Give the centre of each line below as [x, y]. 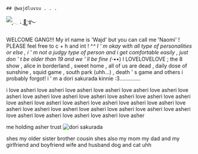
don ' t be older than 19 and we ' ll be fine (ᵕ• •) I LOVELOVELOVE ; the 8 [95, 59]
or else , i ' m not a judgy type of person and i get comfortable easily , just [97, 52]
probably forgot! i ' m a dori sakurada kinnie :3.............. [73, 78]
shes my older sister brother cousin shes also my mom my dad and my [93, 138]
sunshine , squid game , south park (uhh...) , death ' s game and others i [95, 72]
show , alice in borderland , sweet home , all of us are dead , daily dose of [97, 66]
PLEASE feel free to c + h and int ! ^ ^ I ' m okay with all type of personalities [99, 46]
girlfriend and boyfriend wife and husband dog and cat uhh [79, 145]
